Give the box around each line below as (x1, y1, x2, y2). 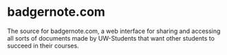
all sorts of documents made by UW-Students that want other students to (7, 34, 215, 42)
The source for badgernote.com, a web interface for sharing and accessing (7, 27, 221, 35)
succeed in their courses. (7, 41, 79, 49)
